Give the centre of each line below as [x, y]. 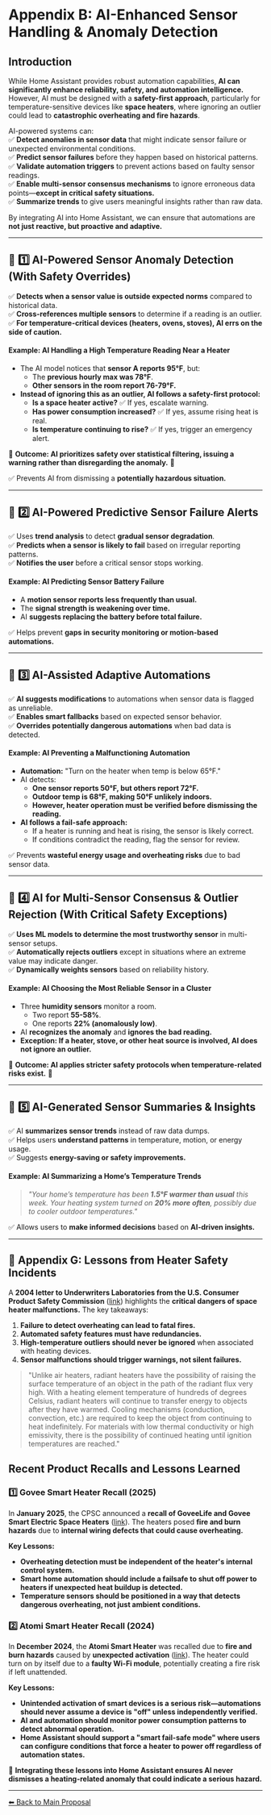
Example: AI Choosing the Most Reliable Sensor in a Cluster [110, 989]
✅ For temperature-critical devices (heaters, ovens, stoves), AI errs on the [135, 323]
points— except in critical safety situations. [81, 193]
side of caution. [35, 331]
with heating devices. [55, 1351]
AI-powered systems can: [51, 131]
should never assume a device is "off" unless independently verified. [139, 1712]
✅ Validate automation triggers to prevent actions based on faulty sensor [131, 166]
